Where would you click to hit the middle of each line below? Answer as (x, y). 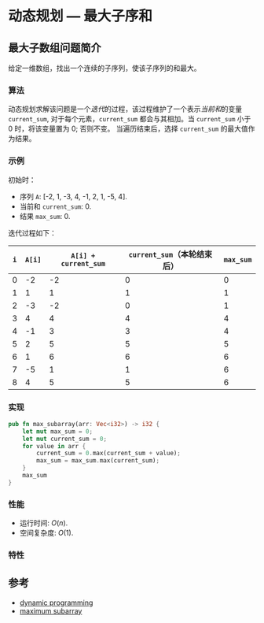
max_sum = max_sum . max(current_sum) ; (98, 461)
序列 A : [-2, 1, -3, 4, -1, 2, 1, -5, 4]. (73, 196)
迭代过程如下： (32, 232)
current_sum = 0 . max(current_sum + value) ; (108, 454)
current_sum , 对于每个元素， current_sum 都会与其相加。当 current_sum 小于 (130, 119)
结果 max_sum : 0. (45, 216)
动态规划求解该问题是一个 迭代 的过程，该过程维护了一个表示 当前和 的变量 (125, 109)
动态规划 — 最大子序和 (81, 16)
